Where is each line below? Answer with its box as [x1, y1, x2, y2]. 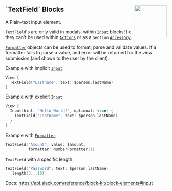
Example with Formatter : [5, 132, 57, 138]
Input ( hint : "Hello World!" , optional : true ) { [10, 108, 114, 113]
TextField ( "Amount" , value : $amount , [5, 142, 86, 147]
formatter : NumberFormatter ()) [28, 147, 95, 152]
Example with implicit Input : [5, 65, 64, 71]
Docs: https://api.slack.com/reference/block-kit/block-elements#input [5, 180, 153, 186]
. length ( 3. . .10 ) [10, 170, 45, 176]
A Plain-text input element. [5, 18, 61, 25]
